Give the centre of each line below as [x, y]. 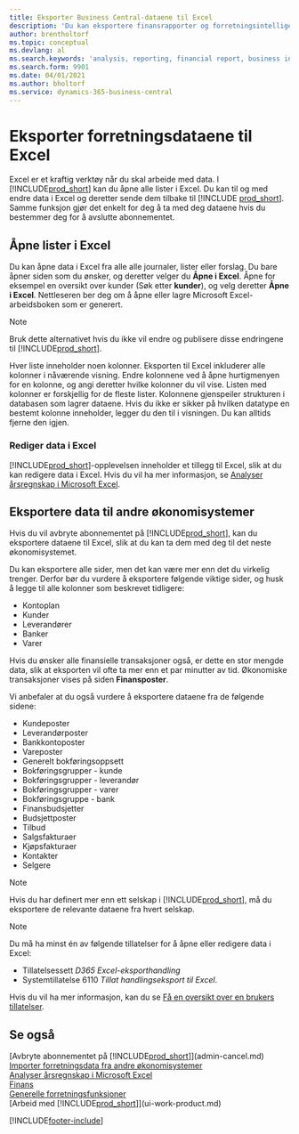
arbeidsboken [35, 304]
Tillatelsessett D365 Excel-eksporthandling [101, 970]
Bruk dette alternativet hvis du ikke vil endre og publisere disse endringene [146, 339]
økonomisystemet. [43, 552]
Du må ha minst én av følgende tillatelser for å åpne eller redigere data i [140, 944]
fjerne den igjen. [39, 423]
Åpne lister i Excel [60, 245]
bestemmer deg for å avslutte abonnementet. [92, 217]
